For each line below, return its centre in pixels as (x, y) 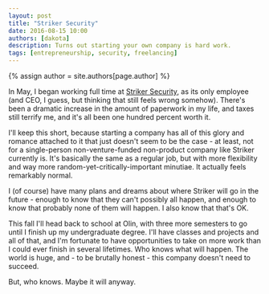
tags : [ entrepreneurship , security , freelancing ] (93, 53)
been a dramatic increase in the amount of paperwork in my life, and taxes (131, 108)
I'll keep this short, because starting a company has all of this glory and (126, 133)
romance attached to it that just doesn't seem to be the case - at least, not (131, 141)
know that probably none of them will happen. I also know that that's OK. (128, 208)
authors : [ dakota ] (39, 38)
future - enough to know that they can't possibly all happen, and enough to (132, 199)
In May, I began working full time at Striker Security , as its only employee (128, 92)
